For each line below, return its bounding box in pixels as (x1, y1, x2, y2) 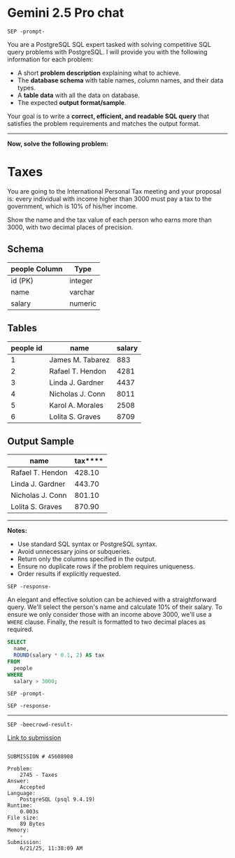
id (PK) (10, 276, 34, 285)
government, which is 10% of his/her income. (7, 201, 138, 210)
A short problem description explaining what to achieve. (17, 69, 181, 77)
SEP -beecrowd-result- (7, 722, 73, 729)
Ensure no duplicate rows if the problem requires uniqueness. (17, 562, 195, 571)
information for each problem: (7, 55, 94, 64)
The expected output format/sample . (17, 98, 127, 106)
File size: (7, 815, 39, 822)
